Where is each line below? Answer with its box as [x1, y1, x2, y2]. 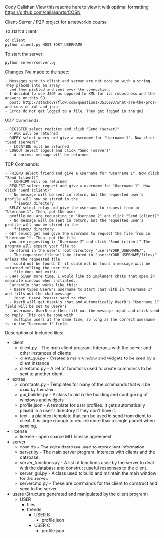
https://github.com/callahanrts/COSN [5, 9, 81, 15]
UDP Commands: [5, 118, 40, 123]
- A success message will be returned [9, 152, 89, 157]
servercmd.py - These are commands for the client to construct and [19, 480, 157, 486]
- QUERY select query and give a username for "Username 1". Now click [5, 135, 155, 140]
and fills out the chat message [5, 291, 71, 296]
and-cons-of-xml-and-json [5, 104, 58, 109]
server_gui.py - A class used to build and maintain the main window [19, 470, 157, 476]
